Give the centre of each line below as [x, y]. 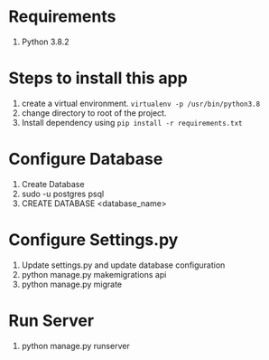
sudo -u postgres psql [63, 194]
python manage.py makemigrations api [94, 274]
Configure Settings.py [93, 240]
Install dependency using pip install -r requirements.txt [132, 122]
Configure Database [86, 159]
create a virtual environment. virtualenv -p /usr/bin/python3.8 [141, 103]
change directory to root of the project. [94, 113]
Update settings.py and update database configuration [123, 265]
